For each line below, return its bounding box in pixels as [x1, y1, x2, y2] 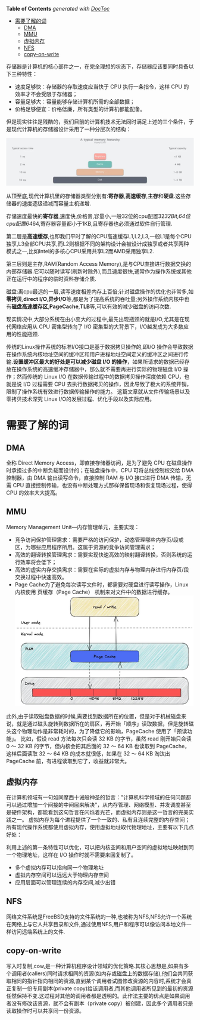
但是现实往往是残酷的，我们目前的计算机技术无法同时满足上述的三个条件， [6, 118, 189, 125]
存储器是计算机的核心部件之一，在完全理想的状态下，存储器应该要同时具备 [6, 63, 189, 70]
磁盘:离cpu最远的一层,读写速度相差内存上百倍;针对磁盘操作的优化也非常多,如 [6, 288, 194, 295]
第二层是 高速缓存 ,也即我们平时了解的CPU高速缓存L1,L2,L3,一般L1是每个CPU [6, 232, 192, 239]
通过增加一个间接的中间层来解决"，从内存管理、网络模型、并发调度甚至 [16, 801, 192, 808]
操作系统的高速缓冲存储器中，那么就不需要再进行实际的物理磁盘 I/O [16, 365, 182, 373]
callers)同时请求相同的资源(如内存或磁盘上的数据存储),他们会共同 [29, 970, 189, 977]
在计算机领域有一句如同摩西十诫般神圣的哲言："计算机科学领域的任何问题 [6, 794, 186, 801]
